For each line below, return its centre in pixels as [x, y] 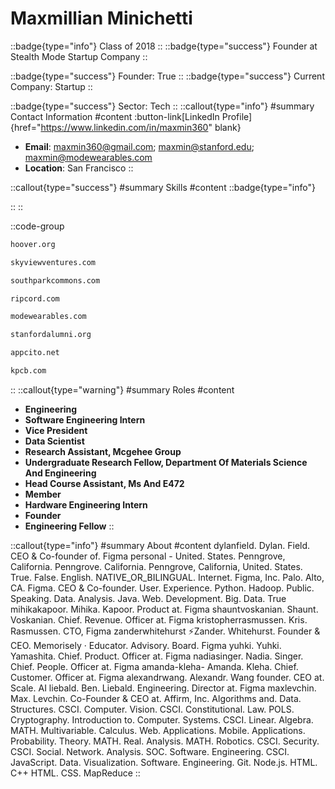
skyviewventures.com [53, 262]
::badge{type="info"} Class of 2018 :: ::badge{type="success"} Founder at [164, 46]
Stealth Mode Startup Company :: [79, 56]
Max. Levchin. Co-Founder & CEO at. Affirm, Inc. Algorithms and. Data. [156, 698]
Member [43, 494]
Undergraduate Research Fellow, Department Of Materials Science [166, 462]
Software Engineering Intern [85, 419]
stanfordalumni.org [51, 335]
